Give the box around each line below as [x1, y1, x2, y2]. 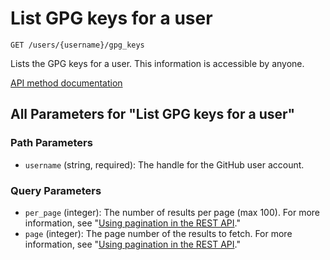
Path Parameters [10, 136, 93, 150]
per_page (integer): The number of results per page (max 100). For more [24, 206, 321, 218]
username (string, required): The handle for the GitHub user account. [24, 158, 305, 171]
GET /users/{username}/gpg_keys [10, 40, 145, 50]
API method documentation [10, 77, 123, 89]
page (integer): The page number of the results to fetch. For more [24, 227, 293, 239]
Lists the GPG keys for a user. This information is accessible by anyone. [10, 57, 305, 69]
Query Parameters [10, 183, 102, 197]
